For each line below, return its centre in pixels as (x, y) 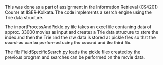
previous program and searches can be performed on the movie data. (75, 57)
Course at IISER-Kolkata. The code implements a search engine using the (79, 12)
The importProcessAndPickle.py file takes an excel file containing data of (78, 27)
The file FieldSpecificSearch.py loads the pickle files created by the (73, 52)
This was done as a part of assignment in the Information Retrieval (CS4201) (81, 7)
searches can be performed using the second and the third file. (69, 43)
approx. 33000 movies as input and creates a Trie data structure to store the (82, 32)
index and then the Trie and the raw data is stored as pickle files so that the (81, 37)
